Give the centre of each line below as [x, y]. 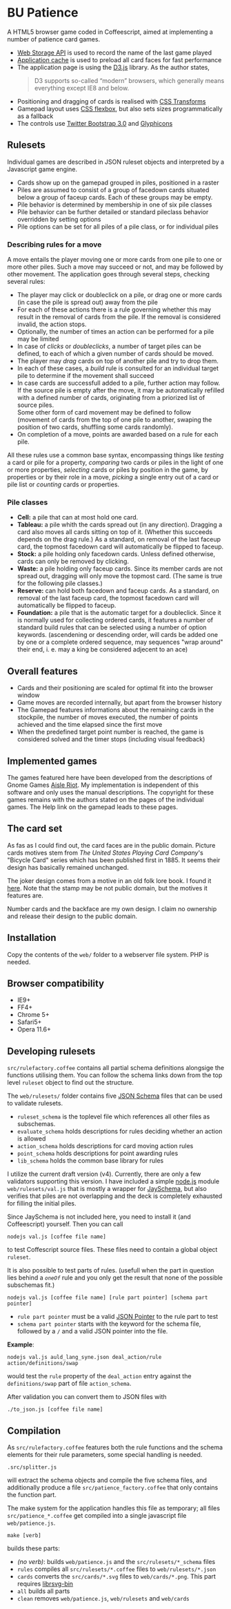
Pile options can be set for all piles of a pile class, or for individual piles [118, 227]
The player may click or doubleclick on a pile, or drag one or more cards [120, 295]
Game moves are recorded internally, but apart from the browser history [119, 703]
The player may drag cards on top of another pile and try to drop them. [118, 361]
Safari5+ [29, 1022]
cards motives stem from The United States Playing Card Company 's [105, 853]
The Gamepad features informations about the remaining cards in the [115, 710]
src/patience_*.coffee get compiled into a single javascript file [97, 1516]
